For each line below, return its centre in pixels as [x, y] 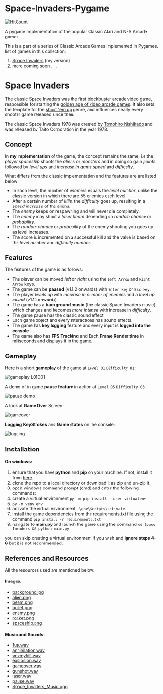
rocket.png [23, 618]
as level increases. [31, 232]
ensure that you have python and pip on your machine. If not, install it [82, 472]
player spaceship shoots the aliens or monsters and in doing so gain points [80, 161]
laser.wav [22, 676]
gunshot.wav [25, 671]
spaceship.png [27, 623]
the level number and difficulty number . [52, 242]
